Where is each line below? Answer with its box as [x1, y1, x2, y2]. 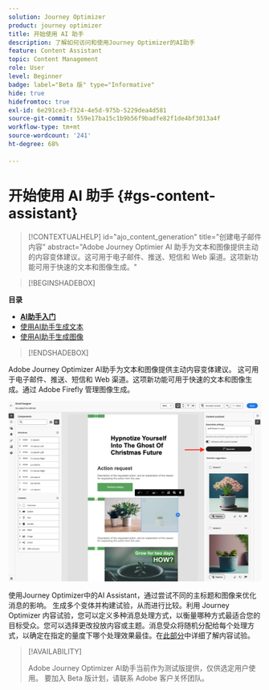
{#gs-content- [116, 186, 216, 205]
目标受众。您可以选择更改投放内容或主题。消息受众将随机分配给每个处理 [8, 621, 247, 631]
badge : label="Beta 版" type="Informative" [8, 80, 155, 88]
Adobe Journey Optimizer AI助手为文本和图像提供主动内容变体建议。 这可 [8, 364, 252, 374]
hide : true [8, 89, 45, 97]
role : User [8, 64, 45, 72]
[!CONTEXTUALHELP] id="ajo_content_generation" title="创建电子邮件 [27, 231, 262, 241]
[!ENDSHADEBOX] [27, 348, 89, 357]
